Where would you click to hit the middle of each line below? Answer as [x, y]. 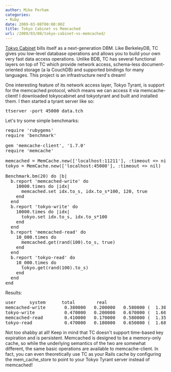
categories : [18, 15]
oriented [14, 70]
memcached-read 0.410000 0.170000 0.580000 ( [78, 318]
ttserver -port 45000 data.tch [44, 111]
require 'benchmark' [31, 135]
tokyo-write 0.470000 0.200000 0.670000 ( [78, 313]
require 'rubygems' [30, 130]
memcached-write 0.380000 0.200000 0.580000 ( [78, 308]
